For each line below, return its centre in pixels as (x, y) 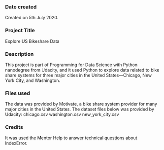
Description (19, 54)
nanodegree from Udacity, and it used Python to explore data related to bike (82, 70)
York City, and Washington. (33, 80)
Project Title (20, 31)
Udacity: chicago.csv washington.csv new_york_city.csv (62, 114)
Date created (21, 7)
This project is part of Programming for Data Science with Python (71, 65)
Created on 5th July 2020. (32, 18)
